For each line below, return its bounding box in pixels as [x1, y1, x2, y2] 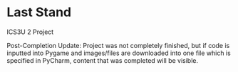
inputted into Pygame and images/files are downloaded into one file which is [6, 49, 231, 57]
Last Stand [6, 4, 72, 20]
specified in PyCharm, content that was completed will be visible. [6, 56, 199, 64]
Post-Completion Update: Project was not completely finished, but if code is [6, 41, 230, 49]
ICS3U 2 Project [6, 28, 54, 36]
